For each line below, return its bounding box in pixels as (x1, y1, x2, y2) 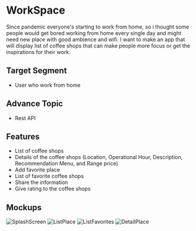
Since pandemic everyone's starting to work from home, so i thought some (6, 23, 189, 30)
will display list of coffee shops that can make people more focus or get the (6, 42, 191, 49)
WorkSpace (6, 4, 65, 17)
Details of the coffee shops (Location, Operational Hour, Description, (14, 154, 183, 161)
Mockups (6, 202, 42, 213)
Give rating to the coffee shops (14, 185, 91, 192)
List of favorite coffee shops (14, 173, 84, 180)
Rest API (14, 114, 36, 122)
